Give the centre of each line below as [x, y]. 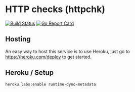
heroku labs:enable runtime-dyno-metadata [51, 84]
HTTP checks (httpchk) [55, 9]
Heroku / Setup [30, 73]
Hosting [18, 39]
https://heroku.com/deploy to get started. [49, 57]
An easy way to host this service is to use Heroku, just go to [67, 51]
